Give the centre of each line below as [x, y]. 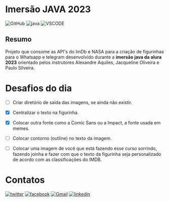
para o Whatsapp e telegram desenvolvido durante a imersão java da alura [83, 57]
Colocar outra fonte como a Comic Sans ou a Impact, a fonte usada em [87, 122]
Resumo [18, 39]
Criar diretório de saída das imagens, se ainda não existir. [72, 102]
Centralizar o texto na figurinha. [46, 112]
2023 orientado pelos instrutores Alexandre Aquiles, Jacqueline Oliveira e [82, 62]
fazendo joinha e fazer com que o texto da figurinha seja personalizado [87, 154]
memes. [21, 128]
